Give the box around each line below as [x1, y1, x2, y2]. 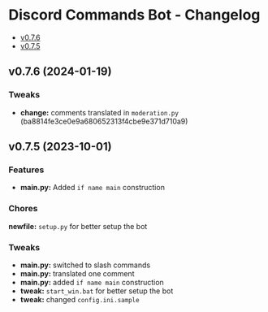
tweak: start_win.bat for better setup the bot [19, 286, 174, 296]
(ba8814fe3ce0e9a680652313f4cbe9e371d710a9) [19, 116, 188, 126]
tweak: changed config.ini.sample [19, 294, 140, 304]
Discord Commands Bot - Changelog [8, 6, 261, 24]
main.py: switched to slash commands [19, 260, 151, 270]
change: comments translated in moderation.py [19, 107, 179, 117]
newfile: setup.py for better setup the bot [8, 221, 148, 231]
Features [8, 164, 45, 175]
